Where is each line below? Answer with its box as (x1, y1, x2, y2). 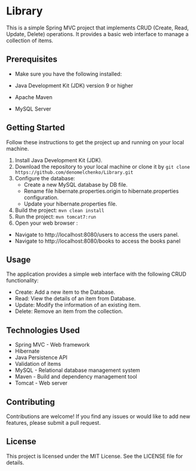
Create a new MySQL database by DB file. (23, 181, 128, 188)
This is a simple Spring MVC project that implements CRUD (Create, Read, (6, 24, 189, 31)
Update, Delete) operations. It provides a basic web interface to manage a (6, 30, 189, 37)
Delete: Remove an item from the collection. (14, 308, 123, 315)
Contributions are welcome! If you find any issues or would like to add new (6, 413, 191, 420)
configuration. (23, 193, 59, 201)
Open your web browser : (14, 219, 78, 226)
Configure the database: (14, 174, 76, 181)
